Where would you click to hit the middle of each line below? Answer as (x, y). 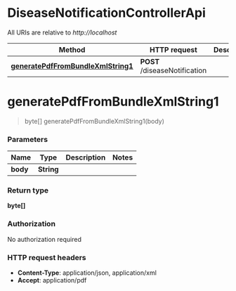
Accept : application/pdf (52, 280)
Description (86, 157)
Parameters (27, 139)
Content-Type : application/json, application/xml (87, 273)
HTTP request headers (47, 257)
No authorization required (45, 239)
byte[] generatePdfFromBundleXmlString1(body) (94, 121)
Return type (28, 190)
